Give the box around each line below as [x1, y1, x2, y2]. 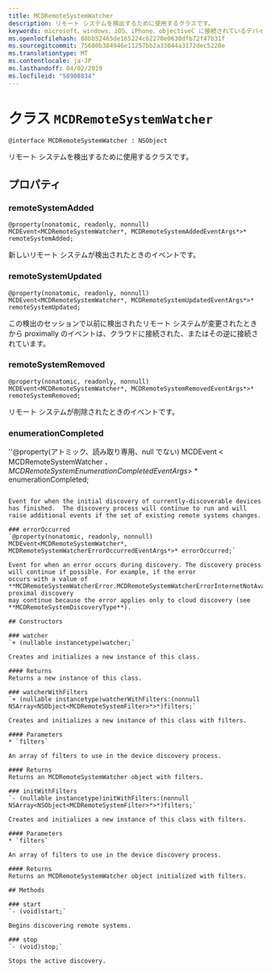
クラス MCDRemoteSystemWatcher [8, 109, 214, 128]
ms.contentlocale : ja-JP [8, 57, 92, 65]
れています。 [8, 339, 51, 348]
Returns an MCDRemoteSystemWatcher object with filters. [8, 773, 204, 781]
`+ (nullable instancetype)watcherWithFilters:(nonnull [8, 696, 200, 704]
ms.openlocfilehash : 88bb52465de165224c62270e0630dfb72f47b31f [8, 34, 226, 43]
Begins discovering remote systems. [8, 922, 131, 930]
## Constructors [8, 617, 63, 626]
